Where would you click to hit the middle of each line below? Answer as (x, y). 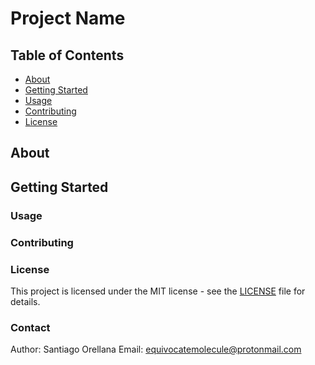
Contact (30, 327)
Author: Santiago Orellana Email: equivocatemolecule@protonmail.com (156, 349)
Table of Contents (67, 55)
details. (25, 301)
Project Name (68, 18)
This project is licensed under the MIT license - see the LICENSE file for (158, 291)
